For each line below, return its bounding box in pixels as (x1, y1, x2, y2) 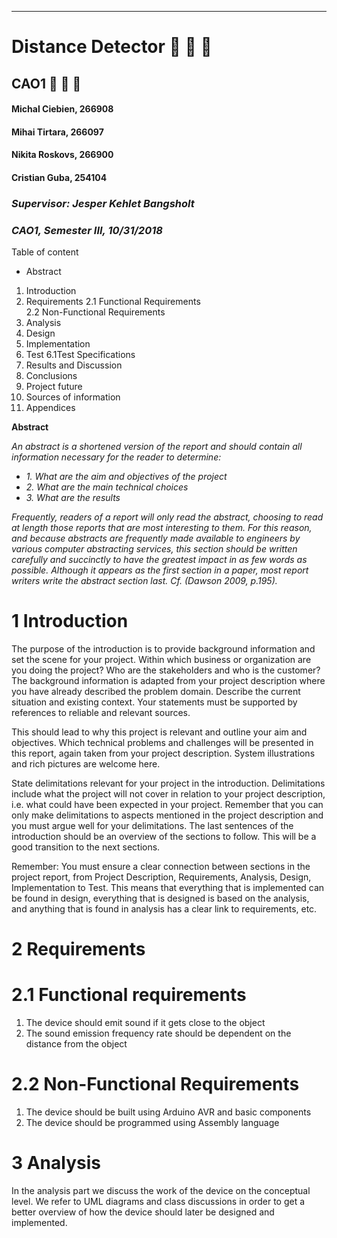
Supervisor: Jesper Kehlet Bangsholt (11, 196, 195, 210)
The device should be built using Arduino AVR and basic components (25, 1106, 312, 1118)
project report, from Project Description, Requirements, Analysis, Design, (11, 871, 312, 883)
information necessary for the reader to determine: (11, 451, 222, 463)
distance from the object (25, 1038, 128, 1050)
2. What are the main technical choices (25, 481, 189, 493)
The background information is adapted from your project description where (11, 675, 326, 687)
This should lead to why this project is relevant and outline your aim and (11, 726, 308, 738)
